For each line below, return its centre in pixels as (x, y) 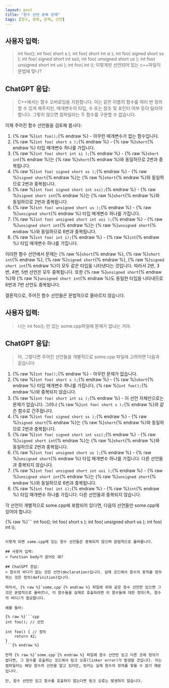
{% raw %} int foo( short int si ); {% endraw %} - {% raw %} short (86, 153)
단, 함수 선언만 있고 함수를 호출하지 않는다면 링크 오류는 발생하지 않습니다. (74, 681)
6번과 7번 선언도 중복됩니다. (33, 285)
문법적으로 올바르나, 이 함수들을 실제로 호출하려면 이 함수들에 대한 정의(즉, (83, 592)
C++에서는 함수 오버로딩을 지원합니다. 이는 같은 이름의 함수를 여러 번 (85, 102)
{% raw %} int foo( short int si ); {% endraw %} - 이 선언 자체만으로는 (88, 398)
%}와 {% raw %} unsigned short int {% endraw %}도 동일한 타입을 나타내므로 (84, 278)
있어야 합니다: (19, 511)
